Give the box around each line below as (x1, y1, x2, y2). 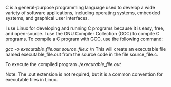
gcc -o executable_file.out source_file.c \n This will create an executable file (5, 46, 166, 52)
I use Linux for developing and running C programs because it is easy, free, (5, 25, 164, 31)
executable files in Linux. (5, 77, 58, 82)
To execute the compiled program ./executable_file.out (5, 61, 121, 67)
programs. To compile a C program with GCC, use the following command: (5, 36, 163, 42)
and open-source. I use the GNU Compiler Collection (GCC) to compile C (5, 31, 160, 36)
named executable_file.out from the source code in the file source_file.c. (5, 51, 158, 57)
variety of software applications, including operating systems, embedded (5, 10, 160, 16)
